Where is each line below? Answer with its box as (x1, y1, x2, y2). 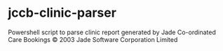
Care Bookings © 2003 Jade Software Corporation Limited (8, 35, 178, 43)
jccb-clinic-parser (8, 5, 116, 21)
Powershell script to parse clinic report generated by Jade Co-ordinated (8, 28, 216, 36)
